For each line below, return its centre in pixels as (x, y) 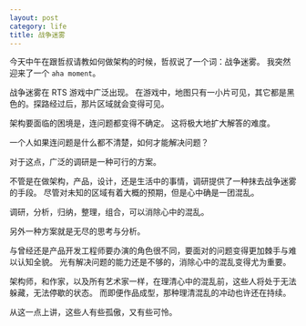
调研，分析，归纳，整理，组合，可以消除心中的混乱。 (109, 212)
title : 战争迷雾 (37, 35)
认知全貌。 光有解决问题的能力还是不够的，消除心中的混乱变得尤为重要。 (154, 262)
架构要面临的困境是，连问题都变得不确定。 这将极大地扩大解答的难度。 (142, 123)
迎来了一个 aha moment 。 (55, 73)
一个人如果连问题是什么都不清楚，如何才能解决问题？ (109, 143)
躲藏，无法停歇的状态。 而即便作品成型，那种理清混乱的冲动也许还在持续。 (150, 293)
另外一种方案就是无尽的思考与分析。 (77, 231)
